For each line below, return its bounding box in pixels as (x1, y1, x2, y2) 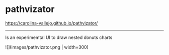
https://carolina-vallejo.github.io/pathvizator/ (5, 20, 98, 26)
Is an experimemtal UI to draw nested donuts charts (5, 34, 113, 40)
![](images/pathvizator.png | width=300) (5, 44, 89, 50)
